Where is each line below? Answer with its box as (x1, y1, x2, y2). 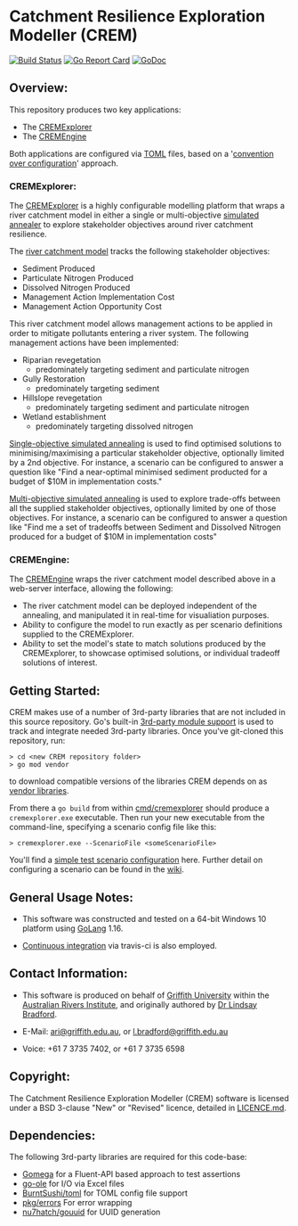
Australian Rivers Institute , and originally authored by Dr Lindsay (21, 999, 258, 1009)
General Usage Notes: (9, 890, 133, 905)
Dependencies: (9, 1128, 96, 1143)
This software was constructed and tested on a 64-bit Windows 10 (21, 913, 267, 924)
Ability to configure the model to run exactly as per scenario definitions (21, 620, 283, 630)
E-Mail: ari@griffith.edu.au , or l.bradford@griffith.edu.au (21, 1025, 229, 1036)
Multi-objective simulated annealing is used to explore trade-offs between (9, 493, 281, 505)
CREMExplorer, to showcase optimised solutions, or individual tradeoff (21, 648, 280, 659)
